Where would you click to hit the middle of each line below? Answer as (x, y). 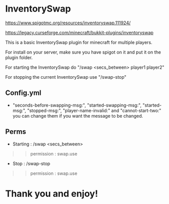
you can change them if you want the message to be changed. (78, 116)
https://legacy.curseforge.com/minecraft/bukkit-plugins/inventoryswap (79, 32)
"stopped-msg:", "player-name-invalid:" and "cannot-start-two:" (94, 110)
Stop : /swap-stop (31, 163)
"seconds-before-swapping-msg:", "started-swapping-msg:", (77, 105)
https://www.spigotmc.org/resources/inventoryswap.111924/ (68, 23)
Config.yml (23, 93)
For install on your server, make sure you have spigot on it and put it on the (83, 52)
